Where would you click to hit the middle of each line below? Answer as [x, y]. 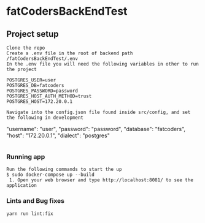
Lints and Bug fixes [36, 201]
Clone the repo [26, 48]
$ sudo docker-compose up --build [51, 175]
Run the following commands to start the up [64, 170]
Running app [26, 156]
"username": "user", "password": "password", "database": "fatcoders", [96, 129]
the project [21, 69]
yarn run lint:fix [30, 214]
